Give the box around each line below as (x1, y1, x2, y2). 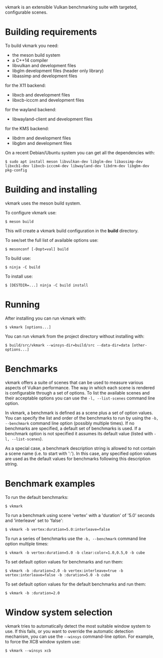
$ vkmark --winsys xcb (5, 648, 51, 653)
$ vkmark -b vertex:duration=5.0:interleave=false (5, 527, 110, 532)
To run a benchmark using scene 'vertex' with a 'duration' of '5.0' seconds (5, 512, 155, 518)
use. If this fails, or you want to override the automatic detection (5, 628, 134, 634)
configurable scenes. (5, 9, 48, 15)
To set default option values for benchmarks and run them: (5, 559, 123, 564)
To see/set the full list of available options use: (5, 237, 99, 243)
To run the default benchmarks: (5, 494, 68, 500)
